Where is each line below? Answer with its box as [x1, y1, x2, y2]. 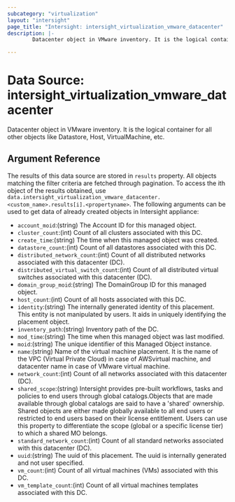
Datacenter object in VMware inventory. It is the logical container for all [7, 125, 212, 134]
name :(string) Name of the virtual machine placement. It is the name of [17, 347, 218, 355]
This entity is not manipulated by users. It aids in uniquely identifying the [17, 310, 227, 318]
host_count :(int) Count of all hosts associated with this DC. [17, 295, 187, 303]
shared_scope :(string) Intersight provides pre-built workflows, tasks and [17, 384, 224, 392]
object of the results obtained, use [7, 186, 106, 194]
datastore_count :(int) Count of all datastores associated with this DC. [17, 243, 217, 252]
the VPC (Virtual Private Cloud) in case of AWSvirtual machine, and [17, 354, 211, 363]
